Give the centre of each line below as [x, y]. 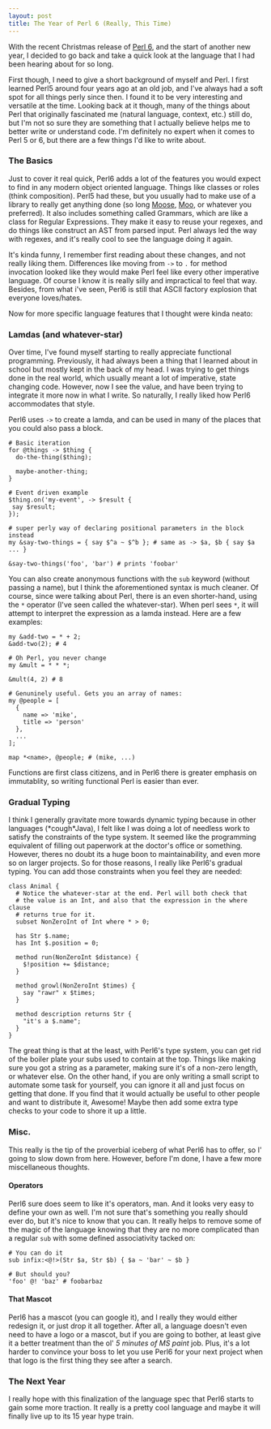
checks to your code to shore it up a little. [78, 1111]
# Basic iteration [39, 443]
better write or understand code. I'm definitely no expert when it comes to [131, 131]
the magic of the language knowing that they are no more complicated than [134, 1229]
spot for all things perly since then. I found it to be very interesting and [125, 97]
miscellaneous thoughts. [49, 1167]
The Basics [31, 161]
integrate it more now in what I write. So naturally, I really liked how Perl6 [129, 395]
